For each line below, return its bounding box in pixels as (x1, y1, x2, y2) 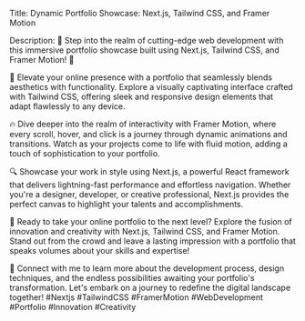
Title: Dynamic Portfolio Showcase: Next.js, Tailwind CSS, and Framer (9, 8, 270, 18)
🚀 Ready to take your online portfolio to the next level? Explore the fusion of (9, 216, 293, 226)
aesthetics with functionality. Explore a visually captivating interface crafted (9, 82, 293, 92)
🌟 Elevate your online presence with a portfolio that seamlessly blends (9, 72, 273, 83)
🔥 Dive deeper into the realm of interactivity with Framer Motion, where (9, 118, 277, 129)
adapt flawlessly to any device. (9, 101, 126, 112)
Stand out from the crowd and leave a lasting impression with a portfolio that (9, 236, 296, 246)
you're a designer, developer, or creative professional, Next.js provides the (9, 189, 290, 199)
